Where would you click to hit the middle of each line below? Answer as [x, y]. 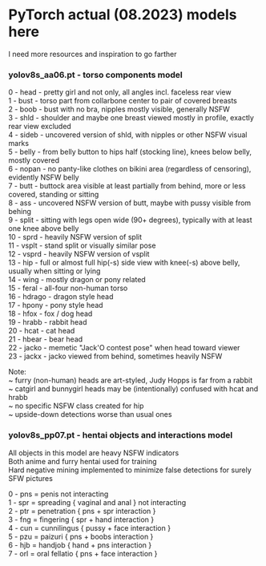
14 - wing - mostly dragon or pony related [77, 280]
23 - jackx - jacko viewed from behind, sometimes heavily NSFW [115, 356]
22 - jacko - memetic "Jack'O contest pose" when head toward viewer [124, 348]
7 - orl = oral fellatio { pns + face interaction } [83, 553]
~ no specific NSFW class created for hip [76, 406]
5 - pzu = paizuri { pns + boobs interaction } [81, 536]
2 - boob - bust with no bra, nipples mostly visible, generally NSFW [119, 109]
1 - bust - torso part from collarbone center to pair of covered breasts [123, 101]
